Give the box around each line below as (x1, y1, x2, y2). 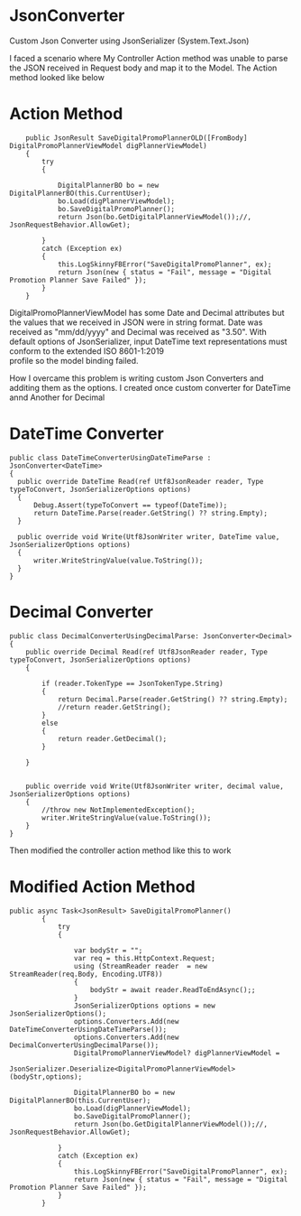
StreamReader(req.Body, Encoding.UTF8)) (9, 970, 164, 979)
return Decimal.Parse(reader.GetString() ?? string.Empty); (57, 694, 288, 704)
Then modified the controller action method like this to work (9, 845, 232, 856)
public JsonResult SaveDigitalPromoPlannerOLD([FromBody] (25, 133, 248, 143)
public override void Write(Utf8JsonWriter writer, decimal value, (25, 782, 284, 791)
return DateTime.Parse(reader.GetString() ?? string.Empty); (32, 508, 269, 517)
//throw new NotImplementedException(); (41, 805, 196, 814)
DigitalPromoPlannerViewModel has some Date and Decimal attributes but (9, 307, 285, 318)
